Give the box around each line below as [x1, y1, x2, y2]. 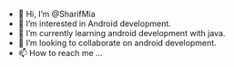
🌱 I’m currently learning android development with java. [17, 28, 226, 38]
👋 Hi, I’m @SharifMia [17, 9, 96, 19]
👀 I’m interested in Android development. [17, 18, 171, 29]
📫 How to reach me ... [17, 48, 103, 58]
